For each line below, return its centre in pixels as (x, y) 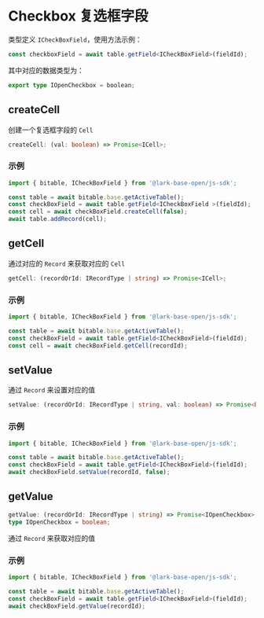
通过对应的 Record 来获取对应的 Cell (67, 263)
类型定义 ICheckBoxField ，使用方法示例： (75, 39)
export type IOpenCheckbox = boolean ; (71, 85)
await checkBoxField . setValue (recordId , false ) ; (89, 473)
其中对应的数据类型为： (46, 70)
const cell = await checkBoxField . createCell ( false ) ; (98, 212)
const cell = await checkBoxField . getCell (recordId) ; (98, 346)
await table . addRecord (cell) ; (58, 219)
